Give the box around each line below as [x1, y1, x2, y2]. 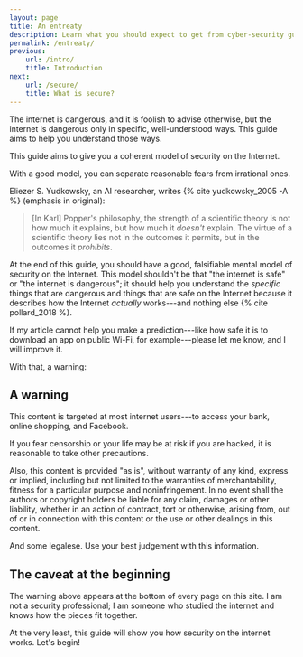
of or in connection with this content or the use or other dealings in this [9, 513, 273, 524]
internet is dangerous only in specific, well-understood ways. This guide [9, 123, 278, 134]
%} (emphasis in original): [9, 195, 106, 206]
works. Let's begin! [9, 637, 81, 648]
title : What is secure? [25, 89, 115, 98]
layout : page [9, 13, 59, 23]
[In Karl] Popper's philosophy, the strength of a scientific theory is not [31, 212, 291, 223]
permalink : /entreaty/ [9, 38, 95, 48]
